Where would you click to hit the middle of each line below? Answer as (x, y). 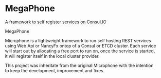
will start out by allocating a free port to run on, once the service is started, (80, 51)
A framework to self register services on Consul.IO (56, 22)
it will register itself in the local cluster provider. (52, 56)
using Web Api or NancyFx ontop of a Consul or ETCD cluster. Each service (81, 46)
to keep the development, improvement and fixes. (55, 70)
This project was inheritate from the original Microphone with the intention (79, 65)
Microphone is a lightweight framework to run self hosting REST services (78, 40)
